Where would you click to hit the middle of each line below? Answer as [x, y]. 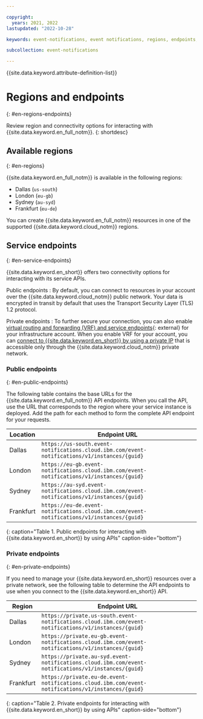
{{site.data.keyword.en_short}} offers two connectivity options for [88, 272]
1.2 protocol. [22, 309]
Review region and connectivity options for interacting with [79, 126]
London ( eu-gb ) [34, 195]
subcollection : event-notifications [52, 50]
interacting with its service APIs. [46, 278]
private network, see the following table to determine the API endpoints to [98, 585]
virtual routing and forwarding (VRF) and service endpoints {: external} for [98, 327]
